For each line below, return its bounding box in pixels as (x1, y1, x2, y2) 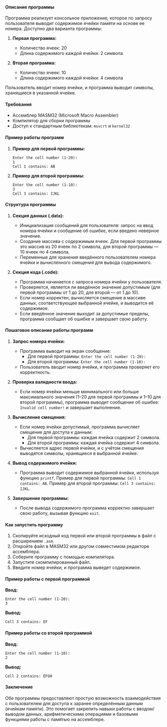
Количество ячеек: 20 (19, 45, 67, 51)
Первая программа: (12, 35, 57, 41)
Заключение (5, 684, 33, 690)
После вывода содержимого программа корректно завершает (19, 505, 155, 511)
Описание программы (5, 4, 55, 10)
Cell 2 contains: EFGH (5, 674, 52, 679)
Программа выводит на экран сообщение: (19, 348, 111, 354)
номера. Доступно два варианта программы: (5, 25, 102, 32)
